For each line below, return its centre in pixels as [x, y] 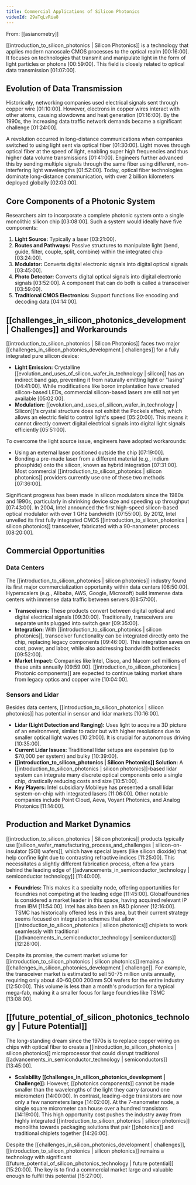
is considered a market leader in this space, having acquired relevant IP [101, 900]
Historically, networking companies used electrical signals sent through [92, 103]
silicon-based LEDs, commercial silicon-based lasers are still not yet [97, 392]
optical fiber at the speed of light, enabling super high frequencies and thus [97, 152]
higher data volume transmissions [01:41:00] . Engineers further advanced [94, 158]
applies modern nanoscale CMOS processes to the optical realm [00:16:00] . [97, 51]
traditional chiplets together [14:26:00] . [62, 1133]
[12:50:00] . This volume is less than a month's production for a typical [90, 986]
